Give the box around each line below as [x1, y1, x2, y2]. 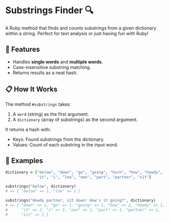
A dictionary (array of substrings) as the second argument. [12, 116, 138, 122]
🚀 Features [5, 45, 40, 54]
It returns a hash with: [5, 126, 51, 132]
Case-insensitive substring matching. [12, 64, 91, 70]
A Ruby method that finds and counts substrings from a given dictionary [5, 24, 157, 31]
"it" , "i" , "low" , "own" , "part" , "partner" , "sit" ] [37, 175, 152, 180]
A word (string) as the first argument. [12, 111, 89, 117]
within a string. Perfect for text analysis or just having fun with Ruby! [5, 30, 149, 36]
